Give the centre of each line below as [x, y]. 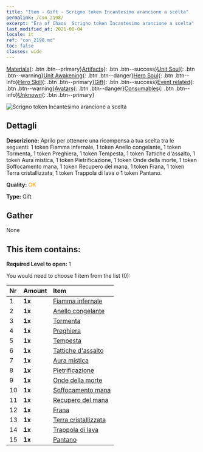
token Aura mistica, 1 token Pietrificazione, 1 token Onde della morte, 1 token [102, 160]
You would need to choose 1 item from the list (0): [68, 276]
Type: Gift [19, 196]
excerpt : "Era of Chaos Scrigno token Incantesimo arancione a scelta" [100, 23]
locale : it [20, 35]
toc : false [20, 46]
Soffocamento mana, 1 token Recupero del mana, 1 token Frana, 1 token [95, 166]
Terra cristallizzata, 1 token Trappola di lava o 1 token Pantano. [84, 173]
